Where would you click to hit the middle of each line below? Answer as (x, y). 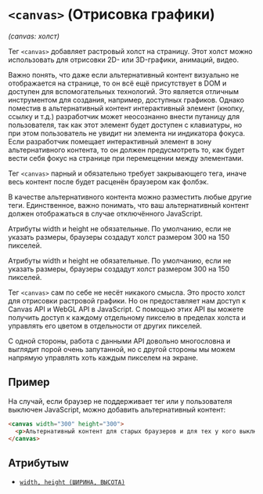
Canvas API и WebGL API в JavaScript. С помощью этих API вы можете (126, 309)
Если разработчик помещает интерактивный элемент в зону (110, 141)
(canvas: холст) (34, 36)
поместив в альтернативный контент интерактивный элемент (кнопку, (126, 108)
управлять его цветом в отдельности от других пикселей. (105, 325)
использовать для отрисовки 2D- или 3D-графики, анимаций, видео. (124, 60)
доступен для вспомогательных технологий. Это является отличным (124, 91)
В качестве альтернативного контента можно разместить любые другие (130, 197)
